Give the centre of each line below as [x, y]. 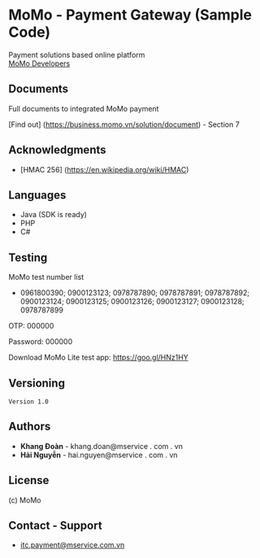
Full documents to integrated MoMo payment [84, 108]
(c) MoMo [25, 500]
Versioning [37, 383]
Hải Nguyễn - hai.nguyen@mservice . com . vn [99, 455]
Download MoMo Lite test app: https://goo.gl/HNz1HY [98, 357]
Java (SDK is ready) [54, 215]
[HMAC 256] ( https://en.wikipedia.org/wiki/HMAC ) [104, 169]
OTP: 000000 [31, 326]
